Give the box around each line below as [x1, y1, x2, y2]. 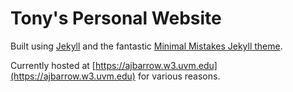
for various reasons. [137, 70, 221, 82]
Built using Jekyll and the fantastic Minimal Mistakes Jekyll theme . [10, 40, 283, 52]
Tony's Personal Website [10, 7, 222, 30]
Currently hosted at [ [10, 59, 96, 71]
